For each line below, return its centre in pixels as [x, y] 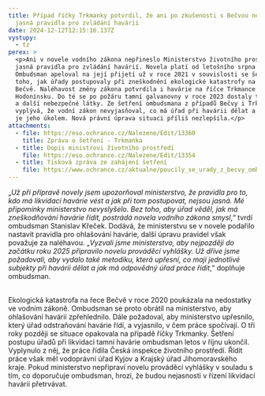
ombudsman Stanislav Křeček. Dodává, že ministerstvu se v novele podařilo [131, 226]
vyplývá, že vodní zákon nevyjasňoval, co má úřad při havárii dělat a [136, 111]
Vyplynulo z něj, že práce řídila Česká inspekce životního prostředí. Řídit [125, 350]
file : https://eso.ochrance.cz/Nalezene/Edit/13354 [109, 155]
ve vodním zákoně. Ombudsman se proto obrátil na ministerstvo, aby [120, 308]
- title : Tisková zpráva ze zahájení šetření [91, 163]
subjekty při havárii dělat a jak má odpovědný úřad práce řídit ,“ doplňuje [127, 268]
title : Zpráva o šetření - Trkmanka [83, 140]
